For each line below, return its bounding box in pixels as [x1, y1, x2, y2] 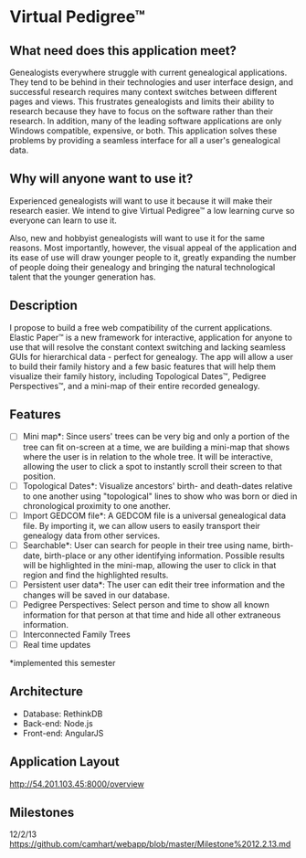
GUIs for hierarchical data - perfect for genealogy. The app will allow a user [9, 351, 294, 362]
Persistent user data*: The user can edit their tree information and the [22, 578, 286, 590]
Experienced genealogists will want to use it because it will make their [9, 195, 273, 207]
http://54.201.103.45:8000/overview [9, 779, 144, 789]
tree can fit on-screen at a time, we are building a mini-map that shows [22, 441, 290, 452]
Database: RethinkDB [22, 708, 103, 719]
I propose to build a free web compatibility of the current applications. [9, 322, 272, 333]
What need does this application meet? [9, 43, 237, 58]
